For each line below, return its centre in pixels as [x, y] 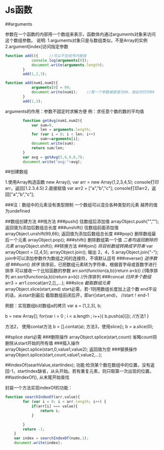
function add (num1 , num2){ [31, 83]
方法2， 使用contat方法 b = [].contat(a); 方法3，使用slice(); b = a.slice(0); [79, 327]
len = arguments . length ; [66, 130]
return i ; [50, 411]
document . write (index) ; [38, 443]
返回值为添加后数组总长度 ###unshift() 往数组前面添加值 [62, 228]
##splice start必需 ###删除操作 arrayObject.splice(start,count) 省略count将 [81, 337]
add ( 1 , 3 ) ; [33, 101]
